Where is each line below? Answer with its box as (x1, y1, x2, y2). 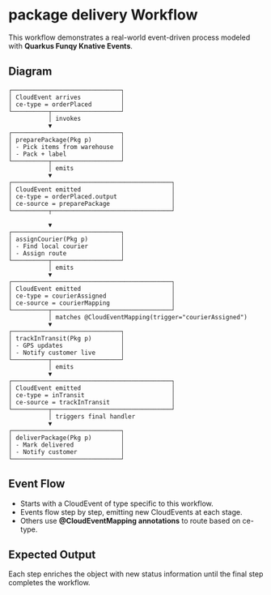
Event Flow (8, 477, 66, 491)
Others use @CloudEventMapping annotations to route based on (19, 516, 241, 525)
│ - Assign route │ (8, 249, 125, 257)
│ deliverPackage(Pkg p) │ (8, 434, 125, 442)
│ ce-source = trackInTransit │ (8, 398, 176, 406)
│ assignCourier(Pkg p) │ (8, 235, 125, 243)
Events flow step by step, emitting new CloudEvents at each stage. (19, 507, 243, 516)
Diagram (8, 65, 53, 79)
